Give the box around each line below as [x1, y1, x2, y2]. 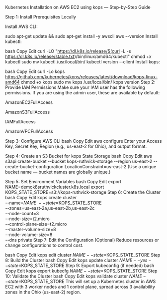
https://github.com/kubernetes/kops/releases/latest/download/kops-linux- [5, 74, 158, 79]
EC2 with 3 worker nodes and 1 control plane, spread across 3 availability [5, 284, 156, 290]
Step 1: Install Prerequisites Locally [5, 14, 76, 19]
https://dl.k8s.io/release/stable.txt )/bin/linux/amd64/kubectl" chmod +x [5, 53, 152, 59]
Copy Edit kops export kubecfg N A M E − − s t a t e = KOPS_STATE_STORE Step [5, 268, 158, 274]
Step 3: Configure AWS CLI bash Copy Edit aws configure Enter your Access [5, 138, 162, 144]
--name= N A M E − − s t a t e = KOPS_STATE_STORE [5, 200, 102, 206]
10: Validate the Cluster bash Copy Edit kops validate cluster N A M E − [5, 273, 146, 279]
